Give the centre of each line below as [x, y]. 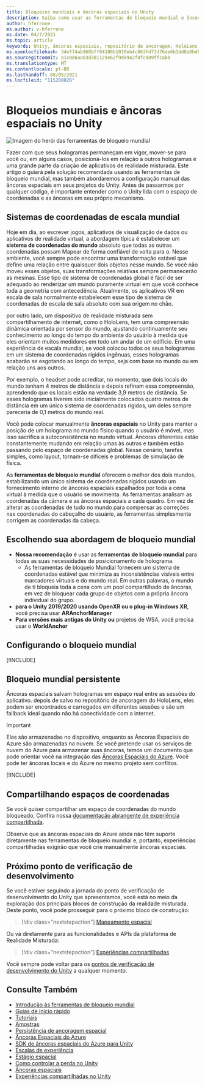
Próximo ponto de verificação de [70, 866]
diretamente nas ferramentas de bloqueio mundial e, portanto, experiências [101, 840]
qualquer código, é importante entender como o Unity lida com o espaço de [102, 192]
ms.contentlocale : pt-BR [38, 69]
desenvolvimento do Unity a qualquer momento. [67, 970]
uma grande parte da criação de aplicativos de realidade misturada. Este [98, 165]
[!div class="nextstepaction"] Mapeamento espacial [87, 922]
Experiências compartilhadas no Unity [63, 1076]
